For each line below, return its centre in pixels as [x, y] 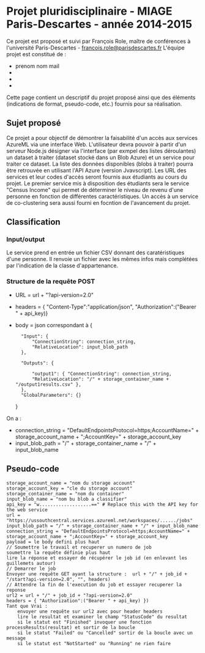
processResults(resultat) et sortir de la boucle [71, 627]
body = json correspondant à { [54, 325]
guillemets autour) [31, 563]
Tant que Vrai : [27, 606]
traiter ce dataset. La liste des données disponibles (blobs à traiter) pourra [100, 164]
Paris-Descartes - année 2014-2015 [99, 24]
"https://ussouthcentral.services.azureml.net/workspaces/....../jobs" [99, 520]
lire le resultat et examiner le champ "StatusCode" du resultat [102, 617]
